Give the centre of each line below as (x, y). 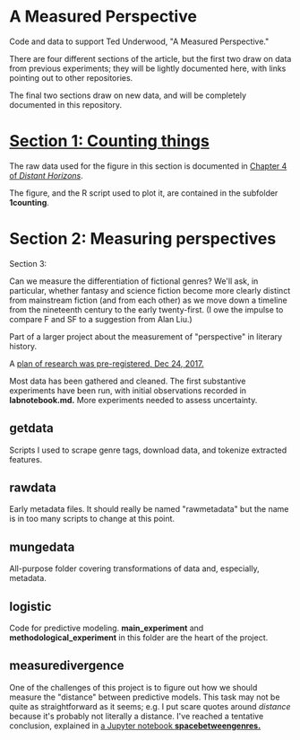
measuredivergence (67, 666)
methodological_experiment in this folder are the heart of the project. (139, 638)
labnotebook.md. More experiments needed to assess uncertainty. (133, 400)
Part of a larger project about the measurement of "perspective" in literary (146, 336)
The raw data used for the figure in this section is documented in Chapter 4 (148, 166)
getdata (31, 428)
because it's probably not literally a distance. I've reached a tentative (137, 716)
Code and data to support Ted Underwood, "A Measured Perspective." (139, 41)
